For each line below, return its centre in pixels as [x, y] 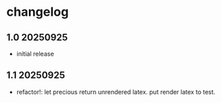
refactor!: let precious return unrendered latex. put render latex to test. [116, 92]
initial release [35, 54]
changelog [38, 12]
